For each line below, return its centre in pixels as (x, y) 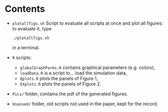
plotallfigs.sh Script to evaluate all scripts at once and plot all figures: (88, 23)
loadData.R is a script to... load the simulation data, (73, 73)
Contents (25, 9)
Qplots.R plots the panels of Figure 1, (59, 78)
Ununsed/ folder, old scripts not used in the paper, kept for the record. (85, 104)
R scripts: (22, 58)
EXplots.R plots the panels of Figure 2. (60, 84)
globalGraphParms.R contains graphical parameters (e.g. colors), (87, 67)
